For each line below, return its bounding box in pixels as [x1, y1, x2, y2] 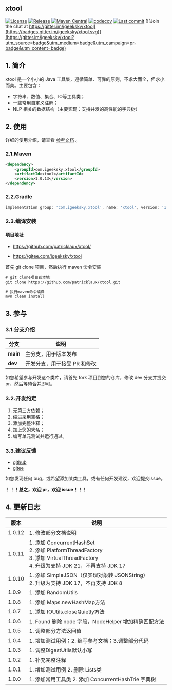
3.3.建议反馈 [5, 447, 37, 454]
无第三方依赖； [12, 407, 45, 414]
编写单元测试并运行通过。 [12, 433, 67, 439]
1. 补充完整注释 [29, 656, 67, 663]
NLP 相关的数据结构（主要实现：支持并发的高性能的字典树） [12, 106, 140, 112]
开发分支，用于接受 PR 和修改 [25, 360, 97, 367]
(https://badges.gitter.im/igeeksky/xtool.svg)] [5, 28, 101, 35]
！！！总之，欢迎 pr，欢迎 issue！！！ [5, 486, 87, 492]
